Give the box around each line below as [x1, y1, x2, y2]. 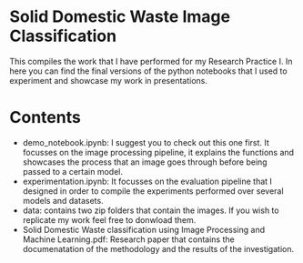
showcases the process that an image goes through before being [22, 157, 268, 167]
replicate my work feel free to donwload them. [22, 214, 197, 225]
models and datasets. [22, 195, 104, 206]
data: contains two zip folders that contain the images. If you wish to [22, 205, 279, 216]
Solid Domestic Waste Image [9, 6, 230, 27]
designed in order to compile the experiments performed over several [22, 185, 284, 197]
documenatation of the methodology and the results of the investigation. [22, 243, 294, 254]
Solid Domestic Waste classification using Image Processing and [22, 224, 266, 235]
